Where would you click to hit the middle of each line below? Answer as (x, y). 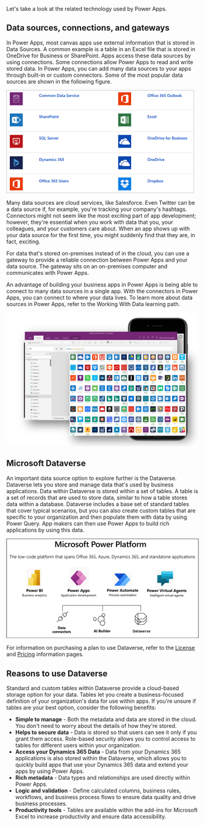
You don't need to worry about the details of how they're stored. (96, 726)
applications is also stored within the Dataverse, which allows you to (101, 758)
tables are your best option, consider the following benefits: (81, 708)
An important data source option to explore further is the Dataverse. (92, 478)
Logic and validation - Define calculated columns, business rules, (98, 791)
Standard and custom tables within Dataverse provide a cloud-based (93, 688)
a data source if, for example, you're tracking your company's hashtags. (97, 209)
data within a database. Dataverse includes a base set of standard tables (98, 504)
